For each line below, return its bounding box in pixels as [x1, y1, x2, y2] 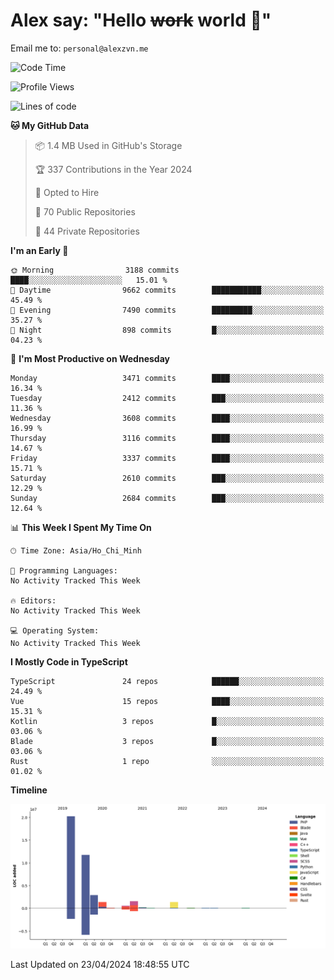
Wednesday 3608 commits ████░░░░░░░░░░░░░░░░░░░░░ [10, 413, 325, 423]
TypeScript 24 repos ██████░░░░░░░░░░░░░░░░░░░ [10, 676, 325, 686]
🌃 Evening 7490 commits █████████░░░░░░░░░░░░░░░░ [10, 305, 325, 315]
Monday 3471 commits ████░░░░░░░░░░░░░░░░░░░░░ [10, 373, 325, 383]
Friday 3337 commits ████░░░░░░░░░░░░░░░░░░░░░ [10, 453, 325, 463]
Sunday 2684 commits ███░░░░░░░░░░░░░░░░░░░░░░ [10, 493, 325, 503]
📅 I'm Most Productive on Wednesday [10, 352, 170, 364]
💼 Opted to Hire [34, 186, 100, 198]
